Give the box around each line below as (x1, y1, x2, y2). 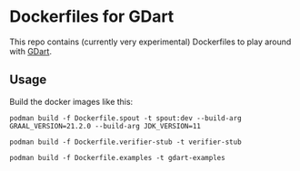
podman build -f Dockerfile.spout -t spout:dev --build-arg (9, 113, 243, 123)
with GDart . (9, 45, 53, 56)
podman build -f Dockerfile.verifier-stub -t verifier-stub (9, 138, 243, 147)
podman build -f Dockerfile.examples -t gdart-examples (9, 153, 225, 162)
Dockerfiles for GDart (9, 6, 175, 27)
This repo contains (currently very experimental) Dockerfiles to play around (9, 36, 292, 47)
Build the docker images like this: (9, 96, 134, 107)
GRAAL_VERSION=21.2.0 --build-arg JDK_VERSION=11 (9, 121, 202, 130)
